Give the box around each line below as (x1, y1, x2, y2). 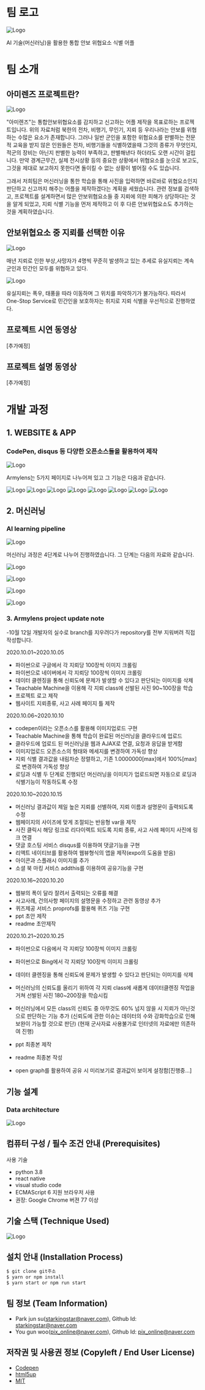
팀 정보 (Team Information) (6, 1298, 108, 1309)
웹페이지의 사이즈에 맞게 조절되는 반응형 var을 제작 (15, 819, 136, 826)
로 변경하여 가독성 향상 (15, 763, 70, 770)
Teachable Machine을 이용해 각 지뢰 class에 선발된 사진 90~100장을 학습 (15, 684, 193, 692)
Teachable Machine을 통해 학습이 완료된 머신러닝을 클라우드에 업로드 (15, 732, 182, 739)
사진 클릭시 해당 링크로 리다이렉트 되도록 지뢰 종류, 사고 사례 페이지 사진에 (15, 826, 192, 834)
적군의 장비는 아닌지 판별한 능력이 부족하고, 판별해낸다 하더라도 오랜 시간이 (6, 148, 185, 156)
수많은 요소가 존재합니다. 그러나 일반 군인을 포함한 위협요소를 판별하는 (17, 133, 185, 141)
